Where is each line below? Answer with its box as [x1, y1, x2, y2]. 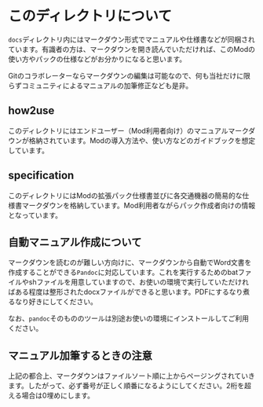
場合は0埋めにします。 [21, 390, 95, 401]
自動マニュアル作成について [8, 235, 142, 248]
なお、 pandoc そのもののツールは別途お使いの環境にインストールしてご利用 [8, 313, 250, 323]
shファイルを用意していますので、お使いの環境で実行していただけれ [28, 277, 250, 287]
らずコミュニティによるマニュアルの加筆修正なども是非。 [8, 80, 193, 90]
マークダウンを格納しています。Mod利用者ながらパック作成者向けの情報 [21, 200, 256, 210]
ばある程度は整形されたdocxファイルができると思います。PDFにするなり [8, 288, 243, 297]
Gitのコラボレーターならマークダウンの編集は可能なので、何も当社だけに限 [8, 71, 251, 80]
